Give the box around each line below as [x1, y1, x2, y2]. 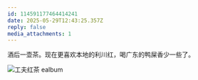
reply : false [7, 23, 46, 30]
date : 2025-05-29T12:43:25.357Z [7, 17, 103, 24]
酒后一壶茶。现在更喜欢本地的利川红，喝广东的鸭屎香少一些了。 [7, 50, 194, 59]
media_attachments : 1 [7, 30, 72, 38]
